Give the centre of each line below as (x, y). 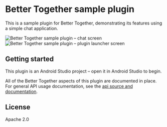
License (18, 107)
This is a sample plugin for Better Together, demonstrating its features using (84, 23)
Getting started (30, 59)
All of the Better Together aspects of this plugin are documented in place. (81, 80)
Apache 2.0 (17, 119)
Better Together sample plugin (70, 9)
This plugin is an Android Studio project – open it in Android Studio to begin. (83, 71)
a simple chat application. (32, 28)
